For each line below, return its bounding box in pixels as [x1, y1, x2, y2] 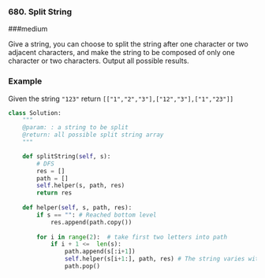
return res [36, 189, 73, 197]
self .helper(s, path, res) [36, 182, 125, 190]
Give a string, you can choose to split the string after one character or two [8, 39, 248, 49]
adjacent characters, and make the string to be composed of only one [8, 48, 235, 57]
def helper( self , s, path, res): [22, 204, 132, 212]
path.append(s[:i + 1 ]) [64, 247, 136, 256]
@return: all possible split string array [22, 131, 164, 139]
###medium [8, 24, 48, 34]
